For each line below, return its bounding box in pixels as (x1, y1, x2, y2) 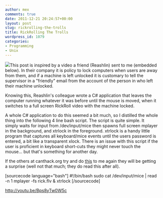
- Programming (5, 44, 34, 48)
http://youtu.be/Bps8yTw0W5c (5, 187, 67, 193)
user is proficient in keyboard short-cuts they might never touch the (5, 143, 141, 149)
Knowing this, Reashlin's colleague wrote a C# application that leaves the (5, 92, 152, 98)
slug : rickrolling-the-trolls (5, 25, 67, 30)
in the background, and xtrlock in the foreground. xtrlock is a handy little (5, 128, 150, 133)
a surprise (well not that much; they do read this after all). (5, 163, 120, 169)
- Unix (5, 48, 18, 53)
